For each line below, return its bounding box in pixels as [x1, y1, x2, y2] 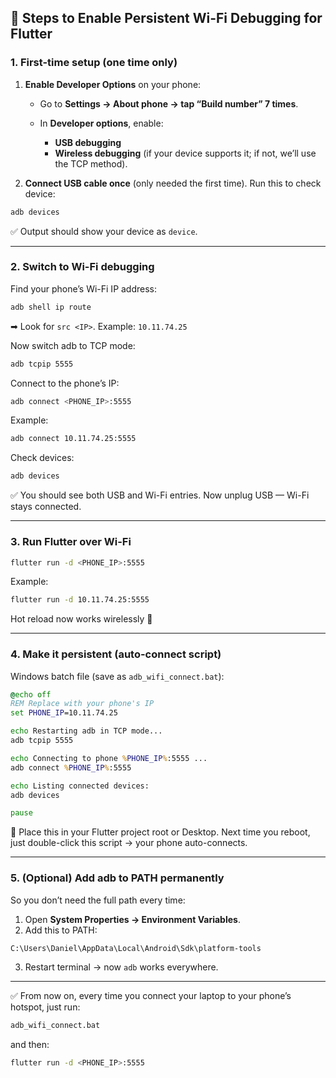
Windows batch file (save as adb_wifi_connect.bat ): [10, 670, 225, 682]
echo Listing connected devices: [10, 781, 150, 791]
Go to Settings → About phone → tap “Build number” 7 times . [39, 97, 299, 110]
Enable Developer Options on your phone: [24, 78, 202, 90]
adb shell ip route [10, 302, 92, 312]
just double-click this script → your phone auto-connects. [10, 837, 248, 849]
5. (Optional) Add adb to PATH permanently [10, 871, 225, 885]
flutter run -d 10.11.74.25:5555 [10, 595, 150, 605]
